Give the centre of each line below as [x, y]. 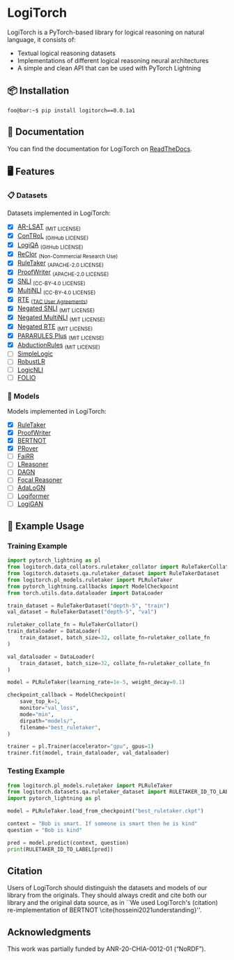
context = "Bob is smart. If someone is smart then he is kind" [102, 824]
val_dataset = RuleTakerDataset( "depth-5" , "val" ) [82, 612]
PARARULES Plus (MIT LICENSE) [61, 336]
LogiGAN [30, 504]
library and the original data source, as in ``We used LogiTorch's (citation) [112, 903]
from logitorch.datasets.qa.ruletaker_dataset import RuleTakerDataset [113, 574]
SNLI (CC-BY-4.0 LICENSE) [51, 282]
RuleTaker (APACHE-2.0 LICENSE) [61, 264]
